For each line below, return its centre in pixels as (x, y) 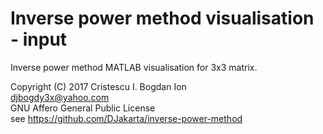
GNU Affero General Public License (83, 108)
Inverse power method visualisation (162, 18)
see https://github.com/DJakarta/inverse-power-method (126, 118)
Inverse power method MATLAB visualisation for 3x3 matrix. (134, 67)
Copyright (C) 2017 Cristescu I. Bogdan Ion (98, 86)
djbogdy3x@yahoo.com (60, 97)
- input (39, 39)
